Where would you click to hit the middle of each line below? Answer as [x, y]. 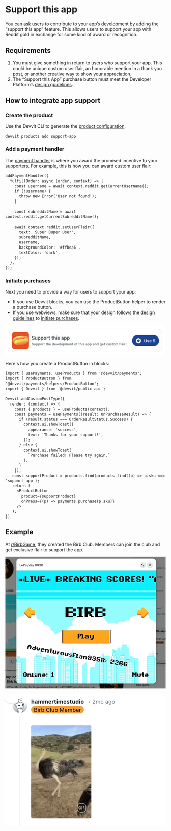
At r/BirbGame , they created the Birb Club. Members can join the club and [83, 544]
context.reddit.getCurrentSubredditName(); [52, 217]
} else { [28, 445]
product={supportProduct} [49, 496]
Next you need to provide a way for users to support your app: [71, 292]
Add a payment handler [35, 149]
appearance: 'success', [53, 430]
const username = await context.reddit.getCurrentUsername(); [82, 186]
